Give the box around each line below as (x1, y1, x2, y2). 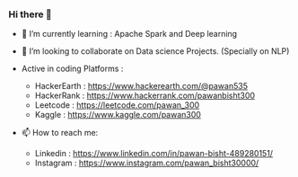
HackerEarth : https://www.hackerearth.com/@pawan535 (34, 81, 249, 92)
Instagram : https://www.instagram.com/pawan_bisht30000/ (34, 157, 259, 169)
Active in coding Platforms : (21, 63, 124, 75)
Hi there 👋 (8, 8, 53, 21)
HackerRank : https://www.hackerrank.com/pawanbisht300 (34, 90, 256, 102)
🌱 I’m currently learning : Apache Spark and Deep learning (21, 29, 238, 40)
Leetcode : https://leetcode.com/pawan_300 (34, 100, 200, 111)
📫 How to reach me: (21, 128, 99, 138)
